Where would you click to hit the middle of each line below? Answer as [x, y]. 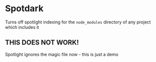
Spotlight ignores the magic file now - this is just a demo [62, 54]
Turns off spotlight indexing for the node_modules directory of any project [78, 22]
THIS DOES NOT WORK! [42, 43]
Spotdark [24, 9]
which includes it [22, 27]
